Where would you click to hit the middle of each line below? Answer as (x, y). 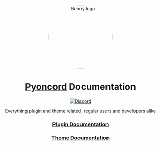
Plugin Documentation (81, 124)
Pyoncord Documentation (81, 87)
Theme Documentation (81, 138)
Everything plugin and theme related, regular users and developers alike (81, 111)
